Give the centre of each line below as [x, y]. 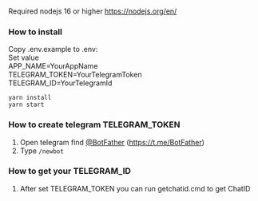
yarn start [26, 105]
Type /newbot [42, 151]
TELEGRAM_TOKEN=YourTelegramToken [75, 75]
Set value [24, 57]
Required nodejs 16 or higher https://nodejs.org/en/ [93, 11]
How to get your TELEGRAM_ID [70, 171]
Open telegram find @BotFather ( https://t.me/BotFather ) [112, 142]
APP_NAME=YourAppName [53, 66]
